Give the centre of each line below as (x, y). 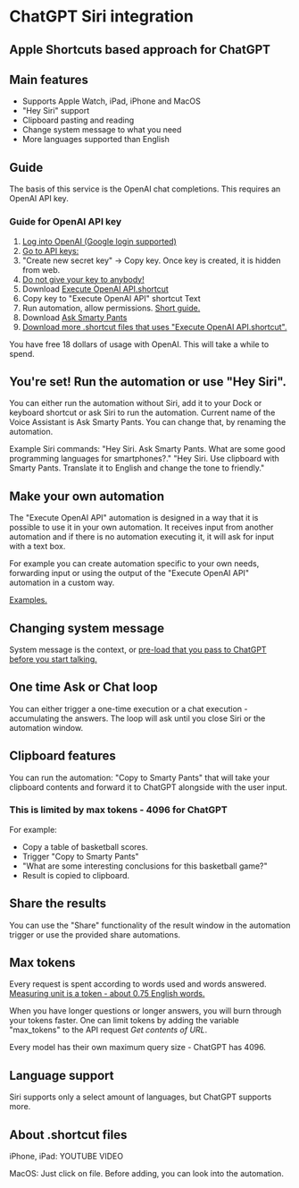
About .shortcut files (68, 1135)
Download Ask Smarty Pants (75, 317)
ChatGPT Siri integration (101, 17)
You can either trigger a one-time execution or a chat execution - (129, 709)
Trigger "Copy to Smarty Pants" (81, 856)
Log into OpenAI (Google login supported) (99, 241)
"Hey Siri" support (56, 111)
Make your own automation (87, 496)
